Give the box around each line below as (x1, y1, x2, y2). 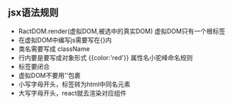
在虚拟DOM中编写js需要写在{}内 (18, 35, 112, 44)
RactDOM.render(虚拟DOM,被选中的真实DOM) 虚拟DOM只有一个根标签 (18, 27, 226, 35)
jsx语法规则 (8, 6, 59, 19)
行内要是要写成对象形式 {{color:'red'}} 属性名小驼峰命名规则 (18, 53, 193, 62)
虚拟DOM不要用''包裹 (18, 71, 81, 79)
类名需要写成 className (18, 45, 91, 53)
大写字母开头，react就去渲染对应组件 (18, 88, 127, 97)
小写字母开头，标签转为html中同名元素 (18, 80, 131, 88)
